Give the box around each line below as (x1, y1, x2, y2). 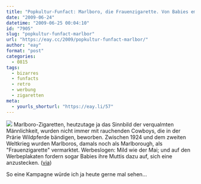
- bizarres (11, 70, 39, 76)
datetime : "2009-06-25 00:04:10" (6, 20, 90, 26)
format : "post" (6, 48, 44, 54)
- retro (11, 82, 31, 88)
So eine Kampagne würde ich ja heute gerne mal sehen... (6, 170, 148, 177)
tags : (6, 64, 20, 71)
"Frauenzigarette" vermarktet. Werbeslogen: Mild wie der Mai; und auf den (6, 146, 190, 153)
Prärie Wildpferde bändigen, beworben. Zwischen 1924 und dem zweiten (6, 133, 187, 141)
